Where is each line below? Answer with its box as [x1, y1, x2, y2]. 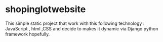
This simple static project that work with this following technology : [5, 20, 145, 26]
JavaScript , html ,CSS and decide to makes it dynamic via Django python [5, 25, 158, 31]
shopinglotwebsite [5, 4, 86, 15]
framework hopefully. [5, 31, 50, 37]
